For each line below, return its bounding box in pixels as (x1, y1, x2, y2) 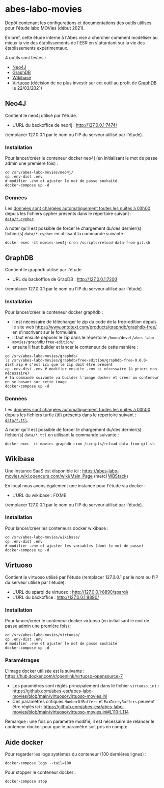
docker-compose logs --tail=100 (5, 761, 71, 766)
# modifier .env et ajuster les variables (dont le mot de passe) (5, 543, 144, 548)
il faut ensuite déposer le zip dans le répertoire (12, 334, 107, 341)
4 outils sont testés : (5, 54, 46, 60)
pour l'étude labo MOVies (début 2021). (5, 25, 85, 31)
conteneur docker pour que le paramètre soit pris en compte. (5, 724, 129, 730)
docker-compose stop (5, 779, 48, 784)
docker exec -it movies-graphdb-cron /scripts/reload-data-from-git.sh (5, 441, 155, 446)
